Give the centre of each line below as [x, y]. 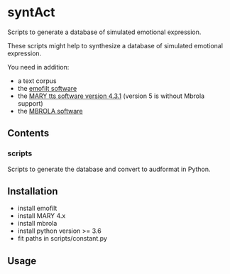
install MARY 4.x [42, 216]
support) [31, 103]
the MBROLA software [50, 111]
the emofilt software [47, 88]
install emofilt [37, 208]
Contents [28, 133]
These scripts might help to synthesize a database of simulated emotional [115, 45]
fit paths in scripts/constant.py [62, 239]
